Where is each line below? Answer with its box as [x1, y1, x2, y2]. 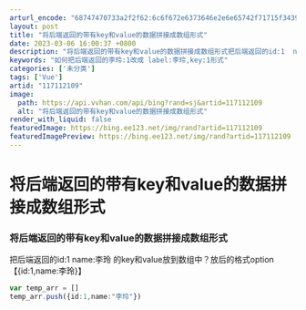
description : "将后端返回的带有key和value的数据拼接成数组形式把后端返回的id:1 [9, 47, 285, 57]
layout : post [9, 22, 59, 31]
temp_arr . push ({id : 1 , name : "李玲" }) [9, 293, 142, 302]
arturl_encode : [9, 13, 67, 23]
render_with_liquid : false [9, 115, 112, 124]
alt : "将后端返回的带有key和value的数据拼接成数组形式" [17, 107, 208, 116]
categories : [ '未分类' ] [9, 65, 96, 74]
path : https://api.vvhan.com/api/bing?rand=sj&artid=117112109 [17, 98, 262, 108]
